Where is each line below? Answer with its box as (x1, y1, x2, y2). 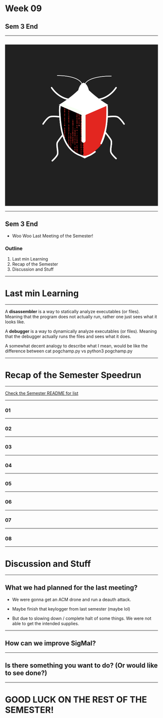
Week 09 (5, 3, 42, 14)
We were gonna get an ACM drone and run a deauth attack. (12, 596, 131, 602)
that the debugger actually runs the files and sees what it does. (5, 333, 131, 339)
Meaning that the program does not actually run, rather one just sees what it (5, 314, 157, 319)
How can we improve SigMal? (5, 639, 96, 648)
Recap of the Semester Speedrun (5, 370, 142, 381)
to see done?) (5, 669, 48, 677)
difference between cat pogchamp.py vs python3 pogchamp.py (5, 348, 132, 354)
